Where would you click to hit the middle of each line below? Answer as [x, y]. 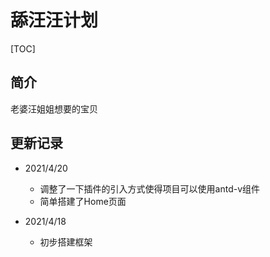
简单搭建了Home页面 [83, 201]
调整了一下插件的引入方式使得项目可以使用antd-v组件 [150, 188]
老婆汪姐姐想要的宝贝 [54, 108]
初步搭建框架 [66, 242]
